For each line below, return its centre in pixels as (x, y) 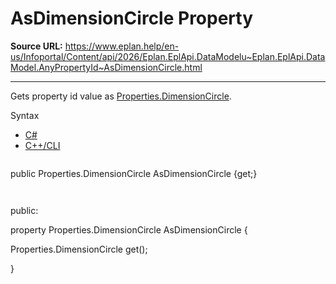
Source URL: (36, 46)
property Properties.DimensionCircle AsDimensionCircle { (129, 229)
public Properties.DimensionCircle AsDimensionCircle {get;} (134, 173)
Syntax (25, 115)
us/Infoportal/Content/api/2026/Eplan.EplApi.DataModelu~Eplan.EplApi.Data (168, 56)
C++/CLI (42, 145)
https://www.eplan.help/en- (122, 46)
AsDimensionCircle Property (132, 18)
